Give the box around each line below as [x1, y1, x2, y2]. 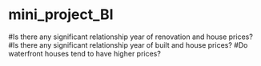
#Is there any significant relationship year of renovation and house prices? [8, 32, 254, 41]
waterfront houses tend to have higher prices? [8, 49, 162, 58]
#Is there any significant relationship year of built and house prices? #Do [8, 40, 248, 49]
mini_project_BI [8, 6, 114, 24]
